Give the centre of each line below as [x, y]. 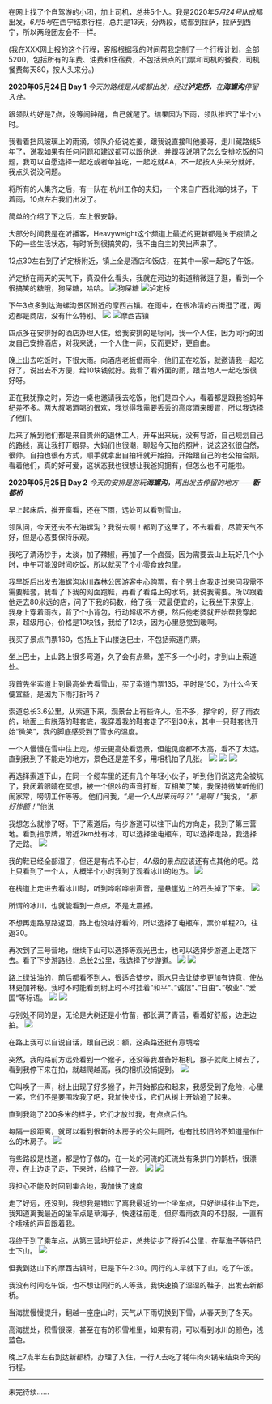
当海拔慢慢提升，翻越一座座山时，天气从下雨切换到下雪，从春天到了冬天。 [132, 1313]
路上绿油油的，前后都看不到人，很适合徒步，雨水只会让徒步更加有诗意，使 [132, 977]
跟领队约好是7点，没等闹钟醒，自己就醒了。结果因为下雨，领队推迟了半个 [131, 114]
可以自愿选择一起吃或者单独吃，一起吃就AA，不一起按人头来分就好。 [144, 162]
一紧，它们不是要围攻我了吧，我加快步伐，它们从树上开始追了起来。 [122, 1097]
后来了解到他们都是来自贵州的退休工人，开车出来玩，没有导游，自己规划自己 [136, 435]
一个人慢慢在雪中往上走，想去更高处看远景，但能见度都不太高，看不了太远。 [136, 749]
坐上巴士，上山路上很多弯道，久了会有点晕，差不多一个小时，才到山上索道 [132, 657]
